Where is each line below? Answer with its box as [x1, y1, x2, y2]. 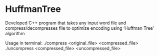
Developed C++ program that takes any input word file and [5, 20, 126, 26]
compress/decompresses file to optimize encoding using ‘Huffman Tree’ [5, 25, 154, 31]
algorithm [5, 30, 25, 36]
